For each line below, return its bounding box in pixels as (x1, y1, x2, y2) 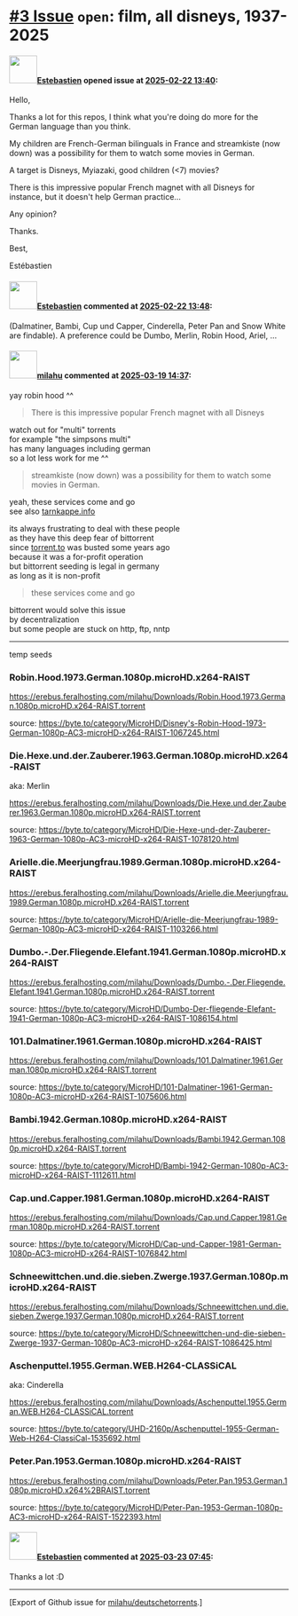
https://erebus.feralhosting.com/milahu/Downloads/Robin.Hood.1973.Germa (9, 691, 286, 702)
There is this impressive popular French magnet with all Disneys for (9, 182, 255, 193)
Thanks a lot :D (9, 1571, 65, 1581)
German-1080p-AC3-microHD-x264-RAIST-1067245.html (9, 728, 220, 738)
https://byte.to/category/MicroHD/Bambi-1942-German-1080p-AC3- (38, 1160, 289, 1171)
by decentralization (9, 614, 80, 625)
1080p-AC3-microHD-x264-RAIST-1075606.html (9, 1092, 187, 1102)
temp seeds (9, 649, 53, 659)
